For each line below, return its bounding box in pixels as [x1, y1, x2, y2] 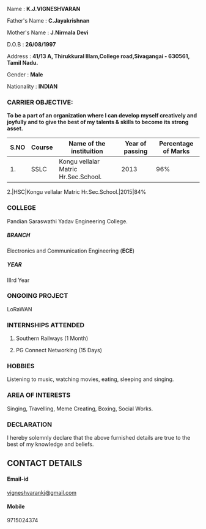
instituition [70, 147, 103, 155]
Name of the [68, 139, 106, 148]
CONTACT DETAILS [7, 458, 83, 468]
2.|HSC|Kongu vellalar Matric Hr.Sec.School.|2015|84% [7, 188, 147, 196]
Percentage [159, 139, 194, 148]
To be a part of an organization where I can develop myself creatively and [7, 112, 197, 119]
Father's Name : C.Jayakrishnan [7, 17, 90, 24]
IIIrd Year [7, 276, 30, 284]
